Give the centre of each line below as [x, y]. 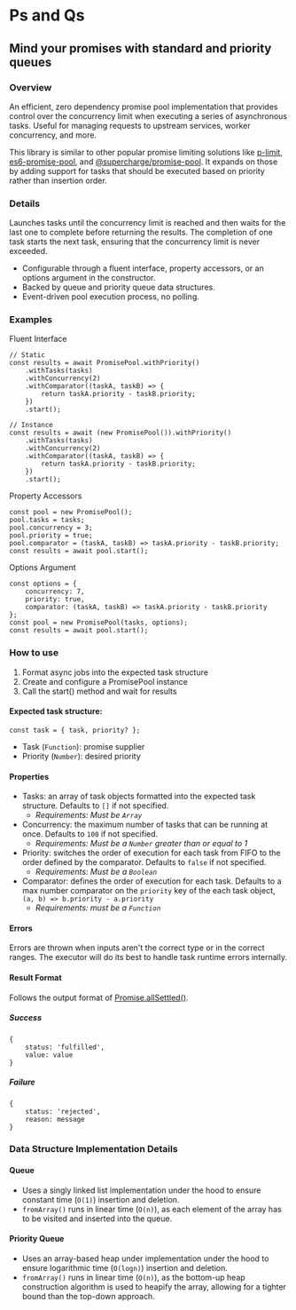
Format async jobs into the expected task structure [115, 672]
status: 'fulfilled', [65, 1047]
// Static [27, 355]
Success [26, 1018]
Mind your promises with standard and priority [140, 48]
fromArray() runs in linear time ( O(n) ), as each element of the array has [152, 1209]
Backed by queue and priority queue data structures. [118, 287]
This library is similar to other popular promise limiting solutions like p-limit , [146, 152]
